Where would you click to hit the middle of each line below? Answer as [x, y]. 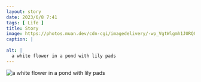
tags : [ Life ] [25, 23]
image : [14, 34]
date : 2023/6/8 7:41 [32, 17]
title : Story [22, 28]
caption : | [20, 39]
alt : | [14, 51]
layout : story [24, 12]
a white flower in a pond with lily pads [64, 56]
